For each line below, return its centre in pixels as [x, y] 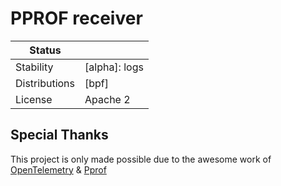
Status [45, 50]
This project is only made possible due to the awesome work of [141, 159]
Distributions [45, 83]
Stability [34, 67]
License [34, 99]
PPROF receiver [76, 18]
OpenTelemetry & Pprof [58, 169]
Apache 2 [107, 99]
